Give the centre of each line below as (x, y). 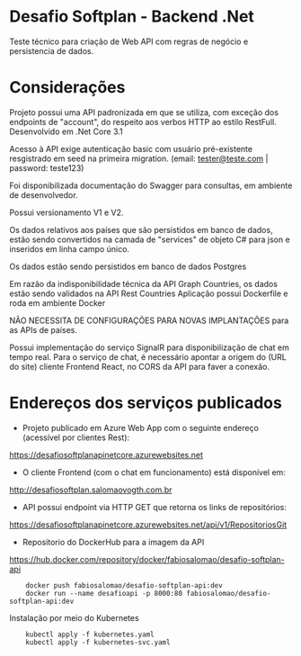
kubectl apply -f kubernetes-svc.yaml (98, 642)
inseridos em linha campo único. (70, 248)
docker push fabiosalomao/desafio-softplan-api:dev (124, 585)
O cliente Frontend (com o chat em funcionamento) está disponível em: (154, 472)
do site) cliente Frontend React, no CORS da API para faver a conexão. (139, 366)
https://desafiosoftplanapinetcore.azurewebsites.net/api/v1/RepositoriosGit (148, 525)
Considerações (67, 88)
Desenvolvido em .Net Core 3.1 (66, 131)
